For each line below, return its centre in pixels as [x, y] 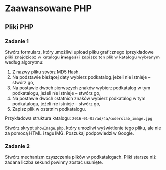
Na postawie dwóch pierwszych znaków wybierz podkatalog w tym [81, 88]
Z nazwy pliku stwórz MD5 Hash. [46, 72]
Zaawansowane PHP [48, 9]
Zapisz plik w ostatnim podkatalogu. [49, 109]
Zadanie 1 [17, 41]
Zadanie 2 [17, 146]
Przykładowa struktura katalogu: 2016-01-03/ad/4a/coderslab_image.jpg [79, 118]
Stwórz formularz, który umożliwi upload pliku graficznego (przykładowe [79, 52]
